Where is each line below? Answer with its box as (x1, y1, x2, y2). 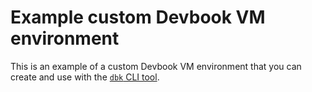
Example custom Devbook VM (10, 6, 266, 29)
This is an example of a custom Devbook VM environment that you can (10, 60, 302, 72)
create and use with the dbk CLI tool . (10, 71, 160, 83)
